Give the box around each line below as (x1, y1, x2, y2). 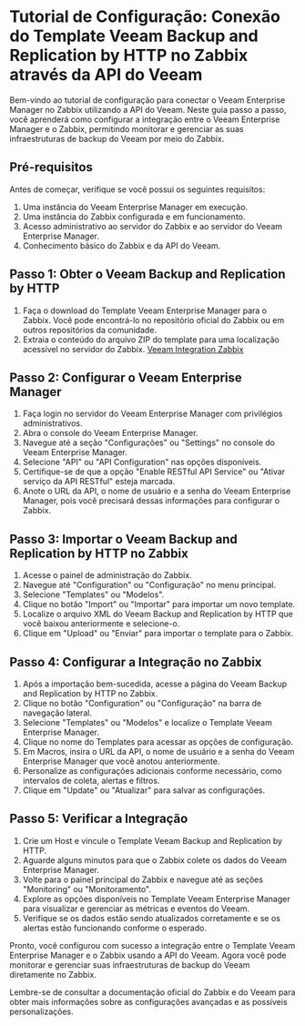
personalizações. (9, 1006, 75, 1017)
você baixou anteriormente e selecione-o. (22, 618, 180, 629)
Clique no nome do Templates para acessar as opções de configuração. (22, 736, 294, 747)
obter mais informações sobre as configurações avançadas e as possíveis (9, 996, 289, 1007)
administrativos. (22, 418, 84, 429)
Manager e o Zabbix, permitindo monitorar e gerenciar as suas (9, 123, 244, 134)
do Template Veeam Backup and (9, 25, 259, 46)
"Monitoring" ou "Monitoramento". (22, 883, 152, 894)
